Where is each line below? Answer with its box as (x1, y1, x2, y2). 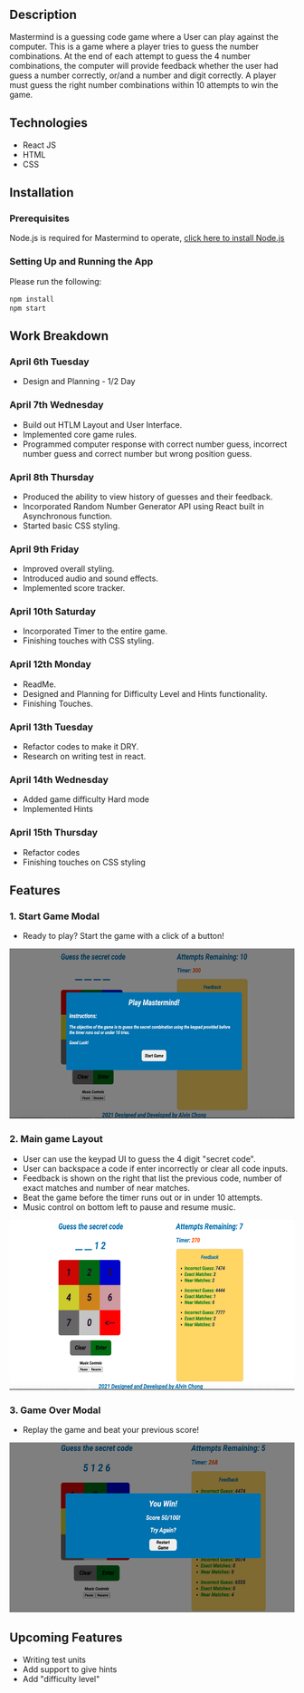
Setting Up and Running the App (9, 256, 154, 268)
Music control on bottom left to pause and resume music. (22, 1201, 236, 1213)
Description (9, 7, 77, 23)
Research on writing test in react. (22, 751, 147, 762)
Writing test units (22, 1654, 86, 1665)
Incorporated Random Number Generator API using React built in (22, 500, 265, 511)
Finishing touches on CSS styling (22, 856, 147, 867)
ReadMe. (22, 679, 57, 690)
